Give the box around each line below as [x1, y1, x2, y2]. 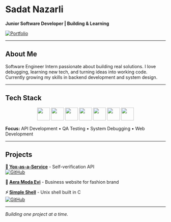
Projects [5, 150, 33, 159]
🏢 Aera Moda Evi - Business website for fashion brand [5, 179, 119, 185]
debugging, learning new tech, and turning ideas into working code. [5, 69, 148, 75]
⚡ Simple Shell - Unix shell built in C [5, 189, 81, 196]
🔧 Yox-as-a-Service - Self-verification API [5, 164, 95, 170]
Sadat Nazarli [5, 4, 64, 15]
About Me [5, 50, 37, 59]
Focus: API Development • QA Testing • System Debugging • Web [5, 125, 145, 131]
